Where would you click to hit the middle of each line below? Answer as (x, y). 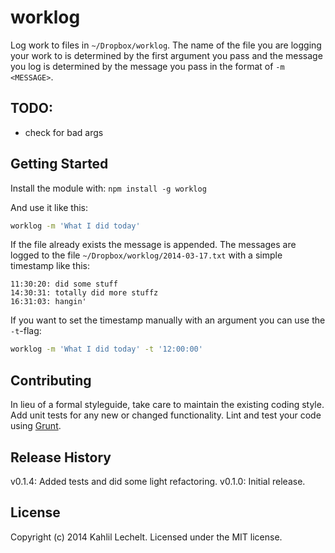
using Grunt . (36, 426)
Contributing (51, 380)
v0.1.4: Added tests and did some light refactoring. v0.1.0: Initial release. (158, 481)
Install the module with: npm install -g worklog (108, 188)
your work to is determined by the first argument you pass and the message (166, 55)
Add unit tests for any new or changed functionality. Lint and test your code (166, 415)
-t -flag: (26, 331)
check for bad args (64, 132)
